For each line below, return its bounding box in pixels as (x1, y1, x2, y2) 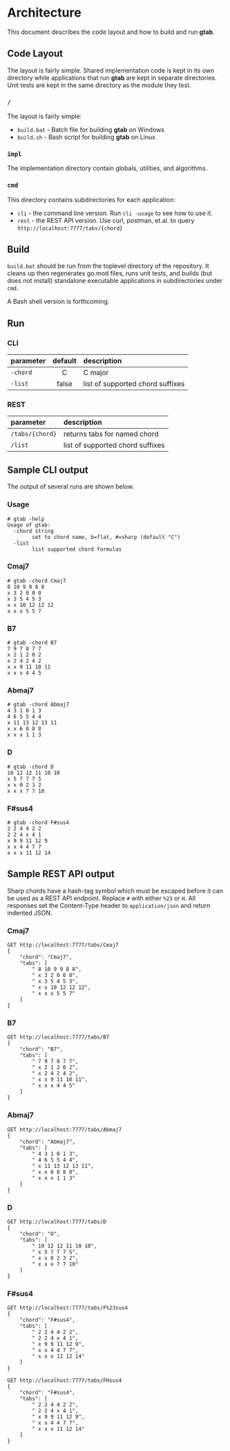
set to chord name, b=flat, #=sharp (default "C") (32, 533, 181, 540)
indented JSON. (7, 909, 53, 917)
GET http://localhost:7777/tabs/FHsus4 (7, 1377, 122, 1385)
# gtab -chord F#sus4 (7, 819, 70, 826)
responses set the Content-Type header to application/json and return (7, 901, 211, 909)
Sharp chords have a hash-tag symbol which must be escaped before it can (7, 886, 223, 895)
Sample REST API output (7, 868, 115, 880)
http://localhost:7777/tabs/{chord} (17, 225, 123, 232)
